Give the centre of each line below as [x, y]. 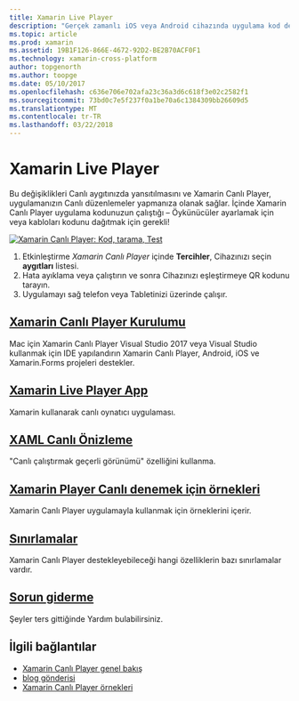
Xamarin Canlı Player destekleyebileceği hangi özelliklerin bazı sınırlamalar [145, 560]
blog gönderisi [48, 678]
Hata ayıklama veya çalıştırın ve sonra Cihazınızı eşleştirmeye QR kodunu [156, 275]
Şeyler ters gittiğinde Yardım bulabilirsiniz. [86, 618]
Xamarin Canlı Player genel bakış [82, 668]
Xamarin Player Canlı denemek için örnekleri [135, 489]
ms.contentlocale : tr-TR [55, 117]
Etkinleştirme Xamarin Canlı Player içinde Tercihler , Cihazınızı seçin [147, 256]
